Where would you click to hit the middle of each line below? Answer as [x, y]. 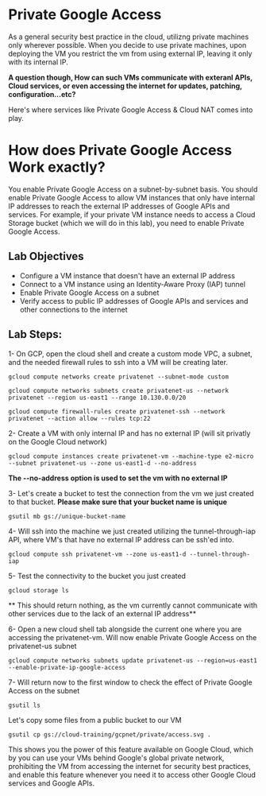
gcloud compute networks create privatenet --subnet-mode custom [118, 377]
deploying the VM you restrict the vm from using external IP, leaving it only [130, 53]
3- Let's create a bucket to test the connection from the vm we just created [131, 493]
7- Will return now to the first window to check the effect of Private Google [130, 682]
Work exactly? [57, 167]
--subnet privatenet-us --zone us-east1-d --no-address [102, 463]
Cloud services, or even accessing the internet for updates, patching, [125, 86]
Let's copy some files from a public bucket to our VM [95, 720]
